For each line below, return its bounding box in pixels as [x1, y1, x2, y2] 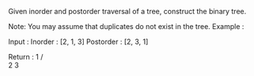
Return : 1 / [8, 52, 44, 61]
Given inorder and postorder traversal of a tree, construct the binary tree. [8, 7, 247, 16]
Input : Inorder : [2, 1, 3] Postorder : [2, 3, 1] [8, 37, 149, 46]
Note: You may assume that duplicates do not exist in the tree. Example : [8, 22, 245, 31]
